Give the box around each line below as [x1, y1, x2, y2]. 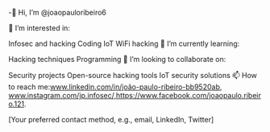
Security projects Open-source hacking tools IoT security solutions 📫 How [8, 71, 258, 80]
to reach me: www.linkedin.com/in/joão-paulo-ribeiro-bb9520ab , [8, 82, 222, 92]
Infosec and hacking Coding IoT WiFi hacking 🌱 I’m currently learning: [8, 39, 240, 48]
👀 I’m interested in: [8, 23, 71, 32]
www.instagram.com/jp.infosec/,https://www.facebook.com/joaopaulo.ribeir [8, 91, 262, 100]
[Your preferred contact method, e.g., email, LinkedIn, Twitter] [8, 115, 214, 124]
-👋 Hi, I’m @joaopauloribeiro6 [8, 8, 107, 17]
